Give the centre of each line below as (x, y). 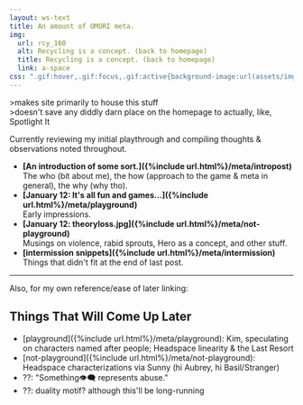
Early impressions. (57, 214)
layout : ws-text (40, 18)
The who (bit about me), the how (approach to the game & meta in (145, 175)
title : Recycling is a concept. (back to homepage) (117, 60)
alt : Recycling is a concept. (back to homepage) (112, 52)
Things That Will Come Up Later (101, 317)
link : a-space (44, 69)
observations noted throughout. (69, 148)
